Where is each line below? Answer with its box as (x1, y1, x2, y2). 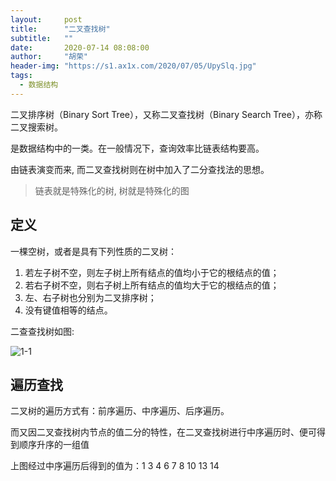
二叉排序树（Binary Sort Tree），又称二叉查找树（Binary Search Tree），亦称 (10, 108, 323, 120)
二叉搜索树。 (10, 121, 63, 133)
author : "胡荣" (10, 52, 89, 62)
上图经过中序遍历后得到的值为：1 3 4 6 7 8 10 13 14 (10, 460, 220, 472)
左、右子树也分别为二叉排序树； (24, 291, 157, 303)
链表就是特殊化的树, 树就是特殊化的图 (34, 184, 190, 196)
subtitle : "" (10, 33, 74, 43)
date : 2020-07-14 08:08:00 (10, 42, 150, 53)
